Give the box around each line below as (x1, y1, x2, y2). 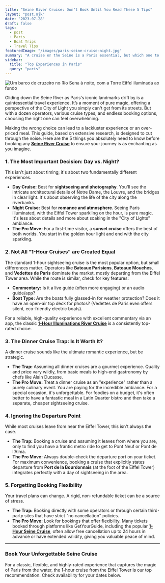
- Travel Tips (9, 44, 38, 49)
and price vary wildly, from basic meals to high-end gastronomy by (12, 369, 148, 374)
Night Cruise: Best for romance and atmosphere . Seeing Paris (12, 205, 140, 211)
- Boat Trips (9, 39, 36, 44)
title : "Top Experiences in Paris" (9, 62, 82, 67)
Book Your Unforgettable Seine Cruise (5, 551, 98, 557)
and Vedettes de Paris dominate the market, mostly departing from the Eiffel (5, 270, 161, 276)
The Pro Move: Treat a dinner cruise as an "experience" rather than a (12, 379, 153, 385)
